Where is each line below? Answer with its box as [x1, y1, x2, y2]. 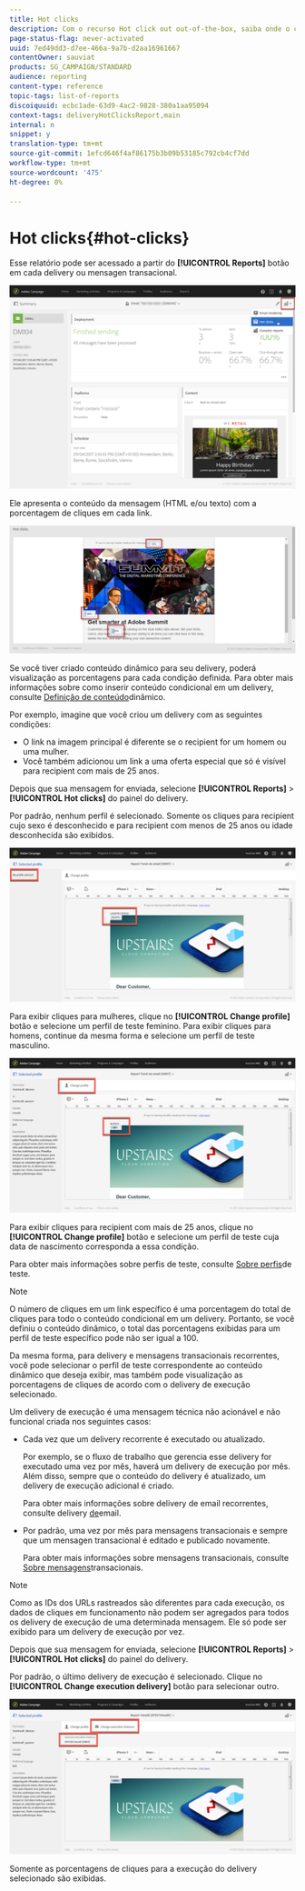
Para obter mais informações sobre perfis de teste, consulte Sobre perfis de [9, 1258, 292, 1269]
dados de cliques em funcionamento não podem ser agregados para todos [9, 1606, 290, 1617]
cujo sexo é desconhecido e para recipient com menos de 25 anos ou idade [9, 819, 293, 831]
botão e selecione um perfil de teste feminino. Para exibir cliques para [9, 1020, 271, 1031]
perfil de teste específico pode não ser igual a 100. [9, 1332, 200, 1343]
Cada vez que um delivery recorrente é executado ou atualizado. [22, 1433, 266, 1445]
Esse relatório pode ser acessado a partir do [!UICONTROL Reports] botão [9, 257, 290, 268]
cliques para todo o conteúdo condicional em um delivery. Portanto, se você [9, 1313, 295, 1324]
